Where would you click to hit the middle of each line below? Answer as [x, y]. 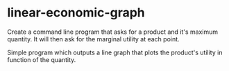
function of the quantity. [42, 59]
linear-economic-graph [76, 13]
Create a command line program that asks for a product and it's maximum [113, 32]
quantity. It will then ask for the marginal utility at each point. [93, 39]
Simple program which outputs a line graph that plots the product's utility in [115, 52]
